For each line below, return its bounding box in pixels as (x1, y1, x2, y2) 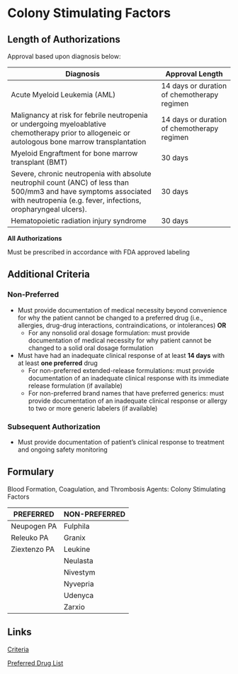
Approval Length (165, 69, 223, 79)
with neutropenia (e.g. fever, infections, (11, 195, 142, 205)
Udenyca (63, 590, 94, 600)
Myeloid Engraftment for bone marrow (11, 148, 138, 158)
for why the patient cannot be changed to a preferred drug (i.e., (17, 313, 203, 322)
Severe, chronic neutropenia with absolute (11, 169, 152, 178)
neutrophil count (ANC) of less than (11, 178, 130, 187)
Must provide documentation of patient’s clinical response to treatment (17, 437, 225, 446)
